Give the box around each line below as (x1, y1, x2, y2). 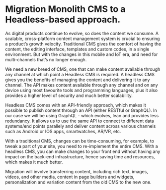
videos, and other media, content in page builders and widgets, (5, 174, 135, 180)
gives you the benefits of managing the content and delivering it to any (5, 77, 150, 83)
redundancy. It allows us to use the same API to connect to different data (5, 118, 154, 124)
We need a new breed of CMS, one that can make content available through (5, 66, 161, 72)
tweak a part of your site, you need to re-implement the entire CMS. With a (5, 143, 158, 149)
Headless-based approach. (5, 14, 121, 25)
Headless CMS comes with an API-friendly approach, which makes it (5, 102, 147, 108)
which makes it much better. (5, 159, 63, 165)
